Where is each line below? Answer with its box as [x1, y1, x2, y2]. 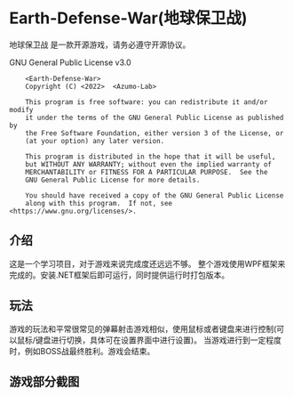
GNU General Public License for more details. [25, 175, 201, 184]
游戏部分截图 [9, 374, 80, 389]
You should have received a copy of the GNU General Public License [25, 190, 284, 200]
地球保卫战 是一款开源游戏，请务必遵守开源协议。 [9, 39, 191, 50]
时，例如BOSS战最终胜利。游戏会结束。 [9, 345, 155, 356]
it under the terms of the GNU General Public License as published [25, 113, 284, 122]
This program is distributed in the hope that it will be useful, [25, 152, 276, 161]
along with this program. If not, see [25, 198, 173, 207]
